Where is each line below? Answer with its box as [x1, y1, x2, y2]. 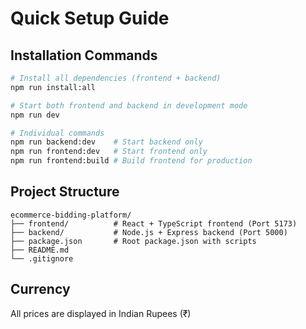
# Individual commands [10, 128, 105, 138]
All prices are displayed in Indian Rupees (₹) [10, 307, 192, 319]
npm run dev [10, 110, 60, 120]
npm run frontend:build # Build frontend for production [10, 156, 253, 166]
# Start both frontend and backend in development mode [10, 100, 248, 111]
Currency [10, 281, 71, 298]
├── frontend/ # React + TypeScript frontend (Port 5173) [10, 218, 298, 229]
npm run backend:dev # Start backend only [10, 137, 203, 147]
